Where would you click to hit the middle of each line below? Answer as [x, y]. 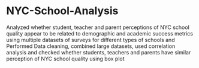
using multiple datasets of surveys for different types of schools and [91, 40]
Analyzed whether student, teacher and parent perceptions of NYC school [98, 27]
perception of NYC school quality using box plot [65, 59]
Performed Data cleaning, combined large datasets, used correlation [91, 46]
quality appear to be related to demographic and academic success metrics [100, 33]
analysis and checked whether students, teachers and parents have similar [99, 52]
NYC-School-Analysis [62, 11]
